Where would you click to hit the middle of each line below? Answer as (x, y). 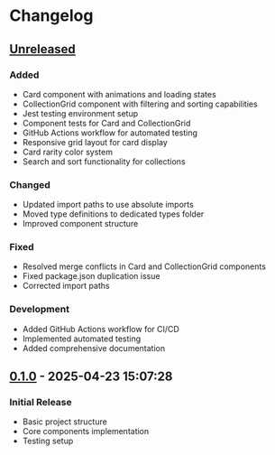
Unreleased (43, 49)
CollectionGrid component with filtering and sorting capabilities (140, 104)
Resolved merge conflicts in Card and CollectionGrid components (144, 266)
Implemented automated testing (82, 339)
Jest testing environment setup (80, 113)
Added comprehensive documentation (93, 348)
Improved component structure (80, 224)
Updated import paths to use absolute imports (108, 205)
